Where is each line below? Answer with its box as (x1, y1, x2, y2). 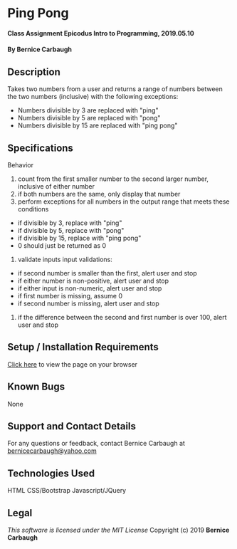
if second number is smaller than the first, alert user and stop (17, 269, 197, 277)
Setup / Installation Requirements (7, 341, 159, 353)
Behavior (7, 161, 34, 169)
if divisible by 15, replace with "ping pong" (17, 234, 142, 242)
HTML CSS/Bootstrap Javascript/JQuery (7, 486, 127, 495)
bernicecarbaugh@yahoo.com (7, 446, 98, 455)
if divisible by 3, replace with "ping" (17, 219, 122, 227)
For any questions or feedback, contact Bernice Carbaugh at (7, 439, 185, 448)
